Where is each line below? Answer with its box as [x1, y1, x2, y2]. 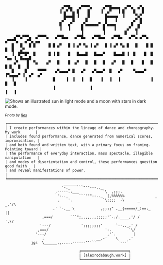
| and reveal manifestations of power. [5, 168, 86, 173]
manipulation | [5, 155, 40, 160]
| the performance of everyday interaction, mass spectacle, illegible [5, 151, 153, 156]
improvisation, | [5, 138, 40, 143]
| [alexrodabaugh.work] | [79, 253, 131, 258]
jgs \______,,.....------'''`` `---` [31, 240, 130, 245]
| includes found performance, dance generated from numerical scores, [5, 134, 153, 139]
